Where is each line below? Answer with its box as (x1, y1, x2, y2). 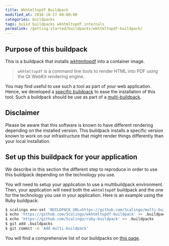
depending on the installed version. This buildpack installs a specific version (5, 127, 163, 133)
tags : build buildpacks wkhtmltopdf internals (5, 21, 105, 27)
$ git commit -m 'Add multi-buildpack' (5, 226, 89, 231)
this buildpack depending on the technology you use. (5, 171, 116, 177)
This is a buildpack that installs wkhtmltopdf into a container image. (5, 58, 145, 64)
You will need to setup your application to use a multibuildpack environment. (5, 181, 163, 187)
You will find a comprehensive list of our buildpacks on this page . (5, 235, 140, 241)
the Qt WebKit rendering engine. (17, 73, 85, 79)
